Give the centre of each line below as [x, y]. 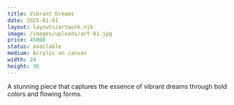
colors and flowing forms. [45, 94]
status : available [34, 47]
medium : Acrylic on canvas [47, 54]
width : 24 [22, 60]
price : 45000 [27, 40]
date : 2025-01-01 [33, 20]
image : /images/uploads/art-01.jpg [60, 33]
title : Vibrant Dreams [41, 14]
